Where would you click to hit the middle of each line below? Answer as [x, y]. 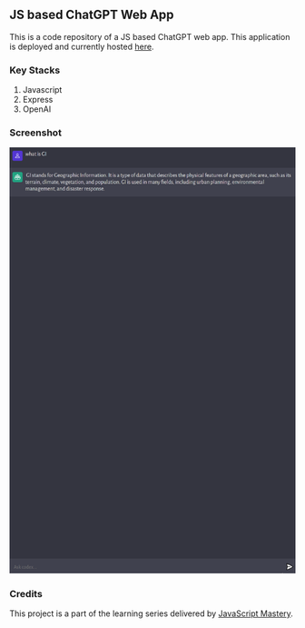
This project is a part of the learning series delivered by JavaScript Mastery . [151, 613]
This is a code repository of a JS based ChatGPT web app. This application [150, 36]
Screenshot [35, 133]
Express [38, 100]
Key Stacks [35, 70]
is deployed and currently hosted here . [82, 46]
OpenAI [37, 109]
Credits [26, 593]
